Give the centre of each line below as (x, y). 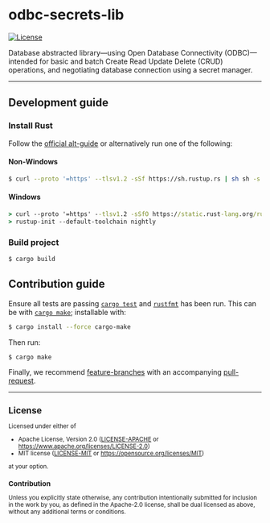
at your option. (29, 466)
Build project (34, 242)
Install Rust (31, 126)
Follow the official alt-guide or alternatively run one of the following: (121, 143)
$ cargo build (32, 259)
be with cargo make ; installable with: (67, 312)
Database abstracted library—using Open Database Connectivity (116, 52)
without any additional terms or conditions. (67, 512)
